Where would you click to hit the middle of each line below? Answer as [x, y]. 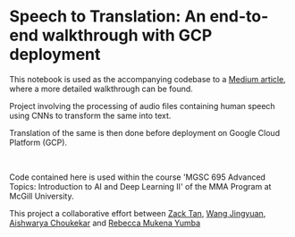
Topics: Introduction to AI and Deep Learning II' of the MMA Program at [140, 186]
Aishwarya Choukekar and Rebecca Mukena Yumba [105, 223]
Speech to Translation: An [108, 17]
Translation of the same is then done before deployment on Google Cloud [144, 132]
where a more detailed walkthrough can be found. [101, 89]
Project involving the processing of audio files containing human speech [142, 106]
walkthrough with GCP [127, 35]
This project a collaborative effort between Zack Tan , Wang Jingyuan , [138, 213]
